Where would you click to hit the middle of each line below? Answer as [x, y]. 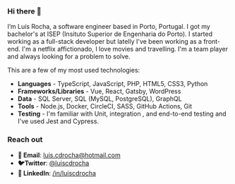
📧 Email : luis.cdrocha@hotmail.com [69, 155]
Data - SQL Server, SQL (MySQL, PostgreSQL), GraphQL [100, 99]
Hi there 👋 [25, 11]
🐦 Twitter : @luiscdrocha [53, 163]
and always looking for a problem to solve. [69, 56]
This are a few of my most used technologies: [74, 70]
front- [212, 42]
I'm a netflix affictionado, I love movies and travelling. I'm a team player [125, 49]
